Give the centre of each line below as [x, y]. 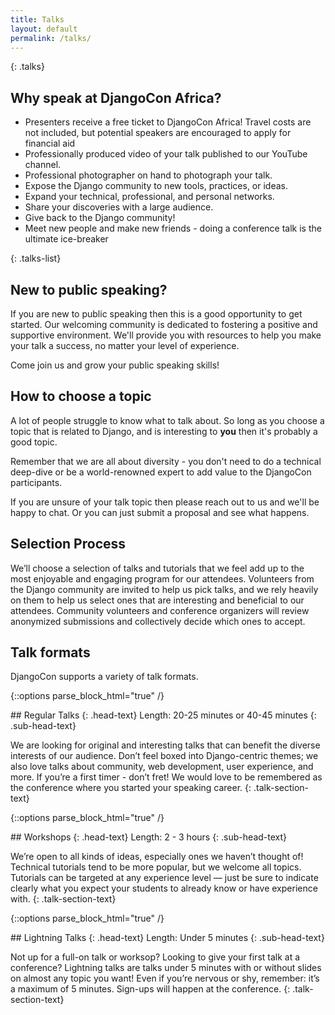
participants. [36, 482]
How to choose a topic [81, 396]
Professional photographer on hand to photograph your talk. [148, 175]
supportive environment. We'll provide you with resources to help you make [166, 335]
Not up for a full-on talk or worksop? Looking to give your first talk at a [155, 957]
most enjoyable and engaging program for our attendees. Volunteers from [162, 578]
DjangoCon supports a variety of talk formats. [104, 677]
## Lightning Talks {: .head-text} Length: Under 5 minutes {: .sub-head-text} [167, 938]
